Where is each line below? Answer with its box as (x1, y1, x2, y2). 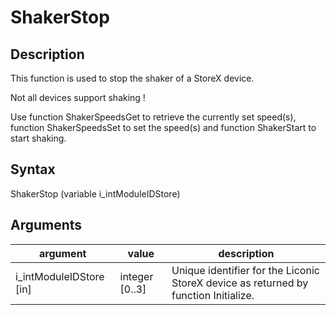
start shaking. (10, 132, 67, 144)
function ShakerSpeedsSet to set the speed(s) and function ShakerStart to (10, 122, 317, 133)
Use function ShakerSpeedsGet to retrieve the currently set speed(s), (10, 111, 297, 123)
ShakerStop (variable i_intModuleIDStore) (10, 187, 181, 200)
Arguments (10, 217, 83, 234)
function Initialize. (171, 288, 255, 302)
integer (119, 269, 154, 283)
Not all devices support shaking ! (10, 92, 146, 103)
